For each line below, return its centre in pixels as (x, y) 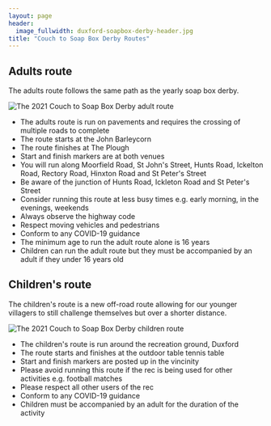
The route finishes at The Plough (74, 148)
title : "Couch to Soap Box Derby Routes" (79, 38)
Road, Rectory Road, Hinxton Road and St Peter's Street (113, 174)
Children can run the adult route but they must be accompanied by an (136, 251)
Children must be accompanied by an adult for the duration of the (129, 404)
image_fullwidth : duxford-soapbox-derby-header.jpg (105, 31)
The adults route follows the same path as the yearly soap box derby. (124, 91)
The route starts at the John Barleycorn (86, 139)
